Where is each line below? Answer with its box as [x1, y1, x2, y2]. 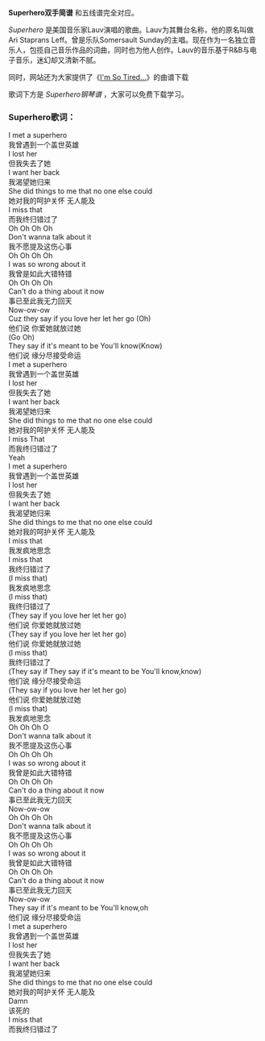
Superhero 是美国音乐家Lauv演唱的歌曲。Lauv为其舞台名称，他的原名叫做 [8, 25, 254, 35]
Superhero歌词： [8, 111, 77, 123]
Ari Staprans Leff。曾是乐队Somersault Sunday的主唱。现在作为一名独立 [8, 35, 250, 44]
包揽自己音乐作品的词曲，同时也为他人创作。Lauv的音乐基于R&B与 [29, 45, 251, 55]
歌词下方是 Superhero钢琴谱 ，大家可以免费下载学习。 [8, 90, 189, 99]
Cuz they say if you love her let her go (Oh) [8, 314, 151, 323]
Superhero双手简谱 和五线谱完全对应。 [8, 8, 139, 17]
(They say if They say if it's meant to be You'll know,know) [8, 667, 202, 677]
